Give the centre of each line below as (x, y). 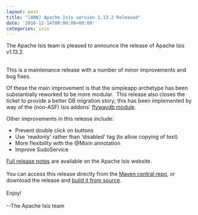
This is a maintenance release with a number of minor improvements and (96, 70)
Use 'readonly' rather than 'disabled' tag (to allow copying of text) (96, 137)
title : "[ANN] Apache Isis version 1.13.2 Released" (73, 17)
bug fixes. (19, 76)
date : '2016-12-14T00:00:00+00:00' (51, 23)
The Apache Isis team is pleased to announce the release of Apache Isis (95, 46)
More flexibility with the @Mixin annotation (68, 143)
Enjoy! (14, 193)
